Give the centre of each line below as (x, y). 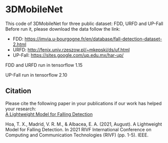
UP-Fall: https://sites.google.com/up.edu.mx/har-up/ (68, 55)
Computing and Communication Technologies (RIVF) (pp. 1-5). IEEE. (77, 135)
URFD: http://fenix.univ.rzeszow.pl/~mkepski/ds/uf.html (71, 50)
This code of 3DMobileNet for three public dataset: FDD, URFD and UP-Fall (84, 23)
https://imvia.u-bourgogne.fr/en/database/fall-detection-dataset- (93, 39)
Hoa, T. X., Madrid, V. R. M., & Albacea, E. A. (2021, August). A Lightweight (84, 124)
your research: (21, 109)
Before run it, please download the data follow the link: (63, 29)
